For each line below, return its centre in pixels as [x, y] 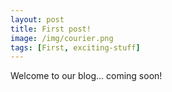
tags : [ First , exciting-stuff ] [75, 47]
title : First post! [51, 29]
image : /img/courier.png [62, 38]
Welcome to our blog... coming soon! [86, 76]
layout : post [37, 19]
